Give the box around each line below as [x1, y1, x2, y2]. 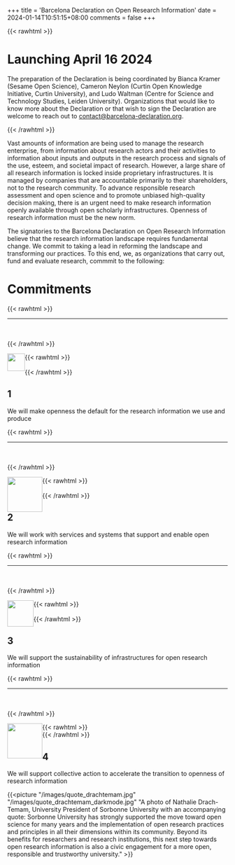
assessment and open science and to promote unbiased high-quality [7, 191, 206, 199]
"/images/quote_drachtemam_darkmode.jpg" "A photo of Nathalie [7, 798, 197, 806]
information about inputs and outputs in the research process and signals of [7, 153, 226, 162]
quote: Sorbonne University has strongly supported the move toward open [7, 812, 222, 822]
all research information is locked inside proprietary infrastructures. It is [7, 168, 213, 177]
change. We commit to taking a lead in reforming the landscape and [7, 242, 203, 250]
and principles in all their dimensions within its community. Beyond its [7, 828, 208, 836]
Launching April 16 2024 [7, 52, 152, 67]
